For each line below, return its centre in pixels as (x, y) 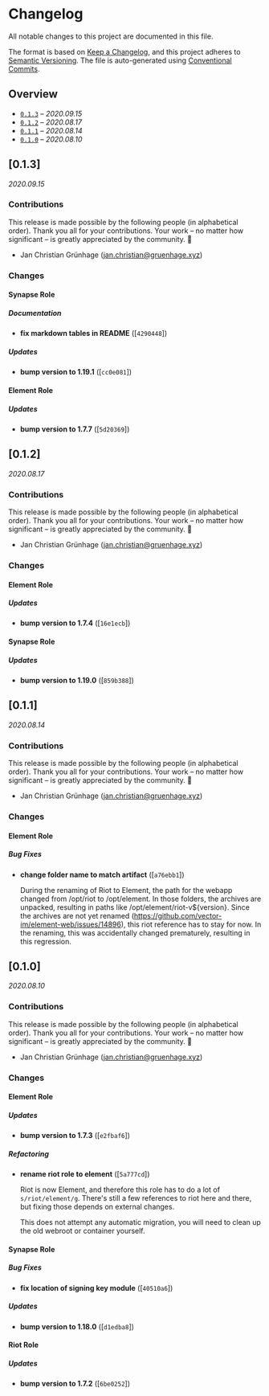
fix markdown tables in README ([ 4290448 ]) (94, 334)
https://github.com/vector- (178, 915)
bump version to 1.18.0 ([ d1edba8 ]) (77, 1326)
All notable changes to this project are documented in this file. (111, 36)
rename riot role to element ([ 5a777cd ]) (85, 1174)
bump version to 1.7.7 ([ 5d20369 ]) (75, 429)
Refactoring (29, 1153)
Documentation (35, 313)
